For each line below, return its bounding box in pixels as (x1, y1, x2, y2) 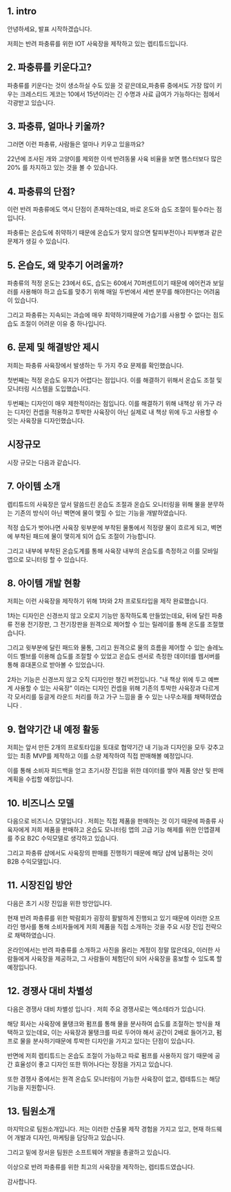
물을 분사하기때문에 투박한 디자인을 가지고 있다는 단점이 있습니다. (19, 1037, 195, 1045)
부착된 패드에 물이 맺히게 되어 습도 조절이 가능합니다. (14, 531, 157, 540)
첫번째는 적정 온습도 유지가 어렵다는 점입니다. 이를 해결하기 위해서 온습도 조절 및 (7, 375, 223, 384)
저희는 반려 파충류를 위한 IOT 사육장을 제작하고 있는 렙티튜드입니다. (7, 39, 188, 48)
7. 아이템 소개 (7, 480, 61, 492)
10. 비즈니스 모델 (7, 797, 74, 809)
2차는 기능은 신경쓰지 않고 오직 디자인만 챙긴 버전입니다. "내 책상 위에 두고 (7, 676, 207, 684)
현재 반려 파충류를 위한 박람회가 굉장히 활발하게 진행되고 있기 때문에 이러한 (7, 914, 208, 922)
